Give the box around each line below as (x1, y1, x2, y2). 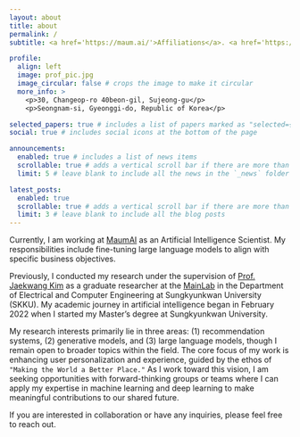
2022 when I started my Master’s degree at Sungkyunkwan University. (9, 309, 268, 319)
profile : (9, 54, 42, 63)
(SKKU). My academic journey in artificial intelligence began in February (9, 300, 275, 310)
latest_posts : (9, 185, 62, 194)
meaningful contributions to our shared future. (9, 392, 180, 403)
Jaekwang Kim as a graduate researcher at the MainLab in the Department (9, 280, 284, 291)
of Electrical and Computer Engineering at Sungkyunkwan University (9, 290, 262, 301)
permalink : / (9, 29, 58, 38)
